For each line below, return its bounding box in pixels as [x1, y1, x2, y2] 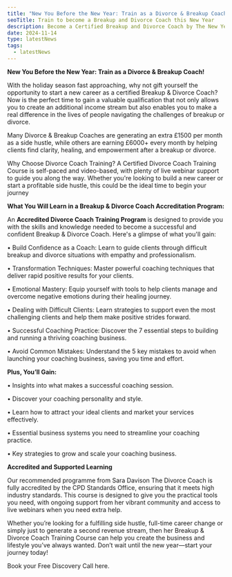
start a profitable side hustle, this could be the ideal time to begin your [7, 181, 207, 189]
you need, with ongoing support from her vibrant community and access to [7, 498, 221, 507]
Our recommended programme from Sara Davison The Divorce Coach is [7, 476, 213, 484]
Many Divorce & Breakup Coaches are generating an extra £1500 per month [7, 131, 223, 139]
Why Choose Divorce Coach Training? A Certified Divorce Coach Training [7, 159, 216, 167]
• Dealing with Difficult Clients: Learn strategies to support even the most [7, 305, 216, 314]
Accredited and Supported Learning [7, 462, 113, 471]
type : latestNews [7, 36, 57, 43]
